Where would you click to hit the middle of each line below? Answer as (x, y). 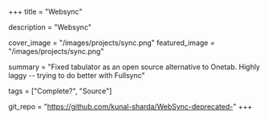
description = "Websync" (50, 27)
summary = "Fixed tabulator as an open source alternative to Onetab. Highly (134, 67)
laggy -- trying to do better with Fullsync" (77, 75)
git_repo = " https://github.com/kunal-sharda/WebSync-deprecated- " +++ (130, 107)
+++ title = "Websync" (45, 12)
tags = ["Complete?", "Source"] (60, 91)
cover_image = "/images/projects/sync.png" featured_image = (112, 43)
